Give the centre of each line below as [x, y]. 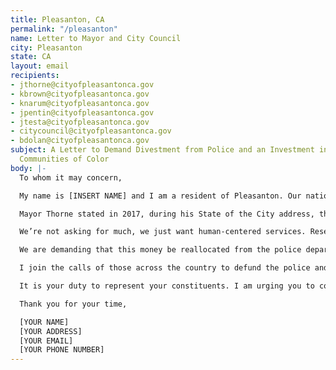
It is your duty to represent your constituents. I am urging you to [167, 286]
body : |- [28, 168]
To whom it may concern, [71, 177]
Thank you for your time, [73, 304]
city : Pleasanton [46, 47]
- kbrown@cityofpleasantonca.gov [80, 94]
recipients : [35, 76]
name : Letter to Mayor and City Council [96, 38]
